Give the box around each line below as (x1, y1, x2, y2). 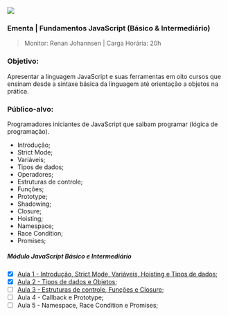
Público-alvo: (7, 104, 54, 114)
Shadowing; (17, 200, 52, 208)
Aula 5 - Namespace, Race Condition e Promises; (17, 301, 159, 310)
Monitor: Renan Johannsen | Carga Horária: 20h (24, 39, 161, 48)
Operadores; (17, 170, 54, 178)
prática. (7, 87, 29, 95)
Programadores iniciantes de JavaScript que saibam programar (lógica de (7, 120, 218, 128)
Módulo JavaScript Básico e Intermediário (7, 252, 132, 261)
